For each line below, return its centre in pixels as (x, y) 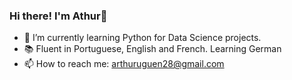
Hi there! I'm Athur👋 (58, 16)
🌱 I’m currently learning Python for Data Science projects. (142, 38)
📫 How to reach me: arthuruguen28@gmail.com (124, 64)
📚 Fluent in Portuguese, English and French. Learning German (152, 49)
